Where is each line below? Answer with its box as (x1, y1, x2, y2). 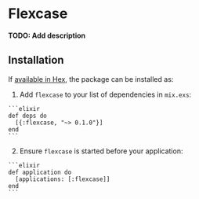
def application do (8, 168, 72, 176)
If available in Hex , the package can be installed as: (8, 74, 174, 83)
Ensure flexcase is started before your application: (19, 146, 183, 156)
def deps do (8, 112, 47, 120)
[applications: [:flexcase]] (15, 175, 110, 183)
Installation (8, 53, 64, 67)
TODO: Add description (8, 31, 86, 40)
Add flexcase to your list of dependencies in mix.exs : (19, 90, 192, 99)
